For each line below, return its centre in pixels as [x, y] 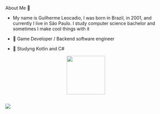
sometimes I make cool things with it [51, 29]
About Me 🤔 [18, 8]
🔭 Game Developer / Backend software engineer [64, 39]
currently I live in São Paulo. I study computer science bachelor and [84, 23]
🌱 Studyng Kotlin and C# [39, 49]
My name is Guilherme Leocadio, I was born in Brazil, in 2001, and [82, 18]
